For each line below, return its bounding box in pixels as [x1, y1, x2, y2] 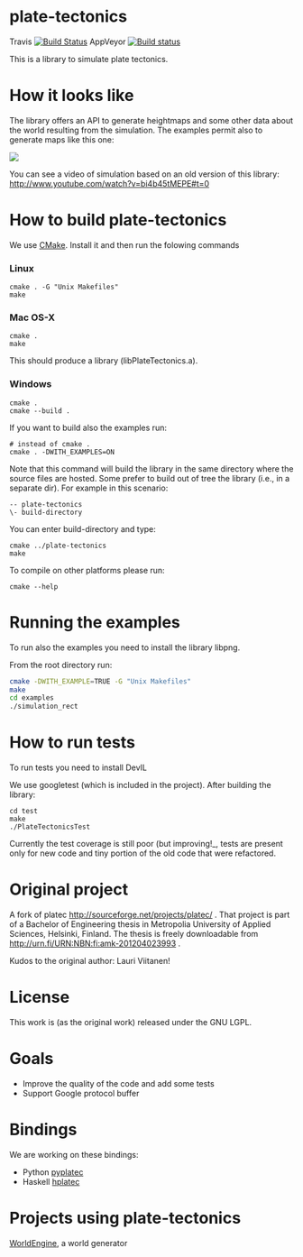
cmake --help [9, 582, 59, 592]
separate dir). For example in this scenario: [9, 482, 169, 493]
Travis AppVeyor [9, 36, 126, 47]
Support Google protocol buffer [22, 1087, 140, 1098]
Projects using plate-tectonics [9, 1208, 242, 1228]
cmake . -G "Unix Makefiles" [9, 282, 119, 292]
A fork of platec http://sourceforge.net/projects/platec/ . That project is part [9, 909, 290, 921]
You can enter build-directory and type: [9, 523, 156, 534]
